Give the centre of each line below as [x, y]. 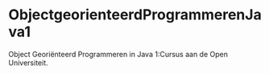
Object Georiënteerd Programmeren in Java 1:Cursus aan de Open [118, 54]
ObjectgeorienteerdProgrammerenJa [135, 15]
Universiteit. [28, 63]
